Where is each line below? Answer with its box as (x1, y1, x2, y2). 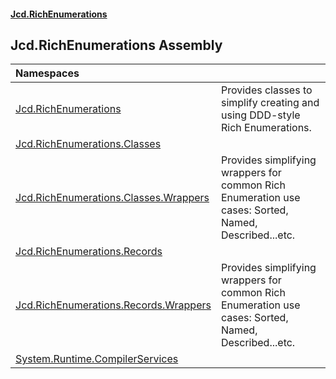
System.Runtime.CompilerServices (15, 352, 179, 366)
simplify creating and (220, 96, 320, 110)
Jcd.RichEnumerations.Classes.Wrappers (15, 191, 210, 205)
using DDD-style (220, 108, 301, 122)
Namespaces (15, 66, 80, 80)
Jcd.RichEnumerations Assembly (10, 36, 223, 54)
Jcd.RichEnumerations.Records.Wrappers (15, 298, 212, 312)
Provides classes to (220, 83, 313, 97)
